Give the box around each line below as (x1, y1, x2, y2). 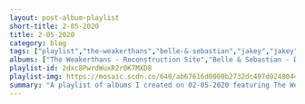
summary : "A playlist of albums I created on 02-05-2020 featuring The (9, 80, 286, 90)
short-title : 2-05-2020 (9, 22, 100, 31)
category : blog (9, 38, 67, 48)
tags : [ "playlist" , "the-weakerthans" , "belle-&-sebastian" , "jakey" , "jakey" (9, 47, 299, 56)
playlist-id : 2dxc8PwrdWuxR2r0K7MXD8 (9, 64, 152, 73)
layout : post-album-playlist (9, 13, 120, 23)
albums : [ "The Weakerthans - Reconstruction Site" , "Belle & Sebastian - (9, 55, 290, 64)
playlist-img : (9, 72, 64, 81)
